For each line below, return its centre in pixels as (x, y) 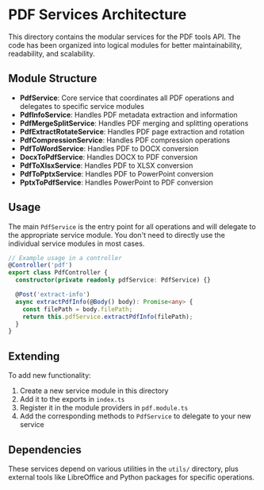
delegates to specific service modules (82, 106)
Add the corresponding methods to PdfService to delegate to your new (135, 416)
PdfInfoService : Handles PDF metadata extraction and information (128, 115)
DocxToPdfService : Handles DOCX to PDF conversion (109, 157)
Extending (34, 356)
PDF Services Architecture (98, 15)
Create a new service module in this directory (94, 391)
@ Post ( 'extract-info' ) (53, 295)
